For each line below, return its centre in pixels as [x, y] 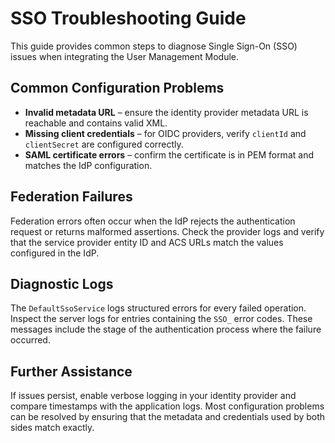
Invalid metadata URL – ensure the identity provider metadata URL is [166, 112]
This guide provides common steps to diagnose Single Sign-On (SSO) [154, 46]
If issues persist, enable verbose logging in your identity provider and [153, 396]
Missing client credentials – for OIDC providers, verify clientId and [165, 133]
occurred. [30, 340]
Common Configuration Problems [117, 88]
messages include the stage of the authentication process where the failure [166, 329]
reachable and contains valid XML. [96, 123]
